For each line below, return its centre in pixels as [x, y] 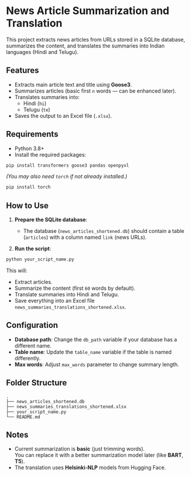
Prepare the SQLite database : [51, 220]
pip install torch [28, 187]
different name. [33, 346]
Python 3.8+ [29, 148]
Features [22, 71]
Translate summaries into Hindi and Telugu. [67, 294]
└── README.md [23, 417]
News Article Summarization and [88, 11]
